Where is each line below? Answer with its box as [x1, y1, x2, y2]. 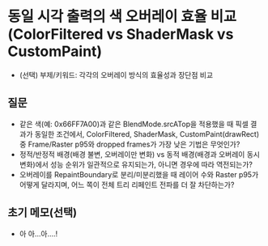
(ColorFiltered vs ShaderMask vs [7, 25, 234, 44]
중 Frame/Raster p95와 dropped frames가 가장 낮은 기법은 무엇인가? [19, 139, 240, 149]
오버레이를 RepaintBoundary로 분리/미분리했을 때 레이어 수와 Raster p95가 [19, 169, 259, 179]
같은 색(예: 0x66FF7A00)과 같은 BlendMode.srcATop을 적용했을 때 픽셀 [19, 119, 249, 129]
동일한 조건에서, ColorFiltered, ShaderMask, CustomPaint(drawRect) [34, 129, 260, 138]
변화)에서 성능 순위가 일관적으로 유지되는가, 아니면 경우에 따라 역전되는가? [19, 159, 253, 169]
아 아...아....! [19, 228, 58, 239]
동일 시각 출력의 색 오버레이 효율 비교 [7, 7, 236, 26]
